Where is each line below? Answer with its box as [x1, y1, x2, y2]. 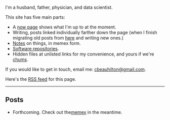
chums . [12, 56, 29, 63]
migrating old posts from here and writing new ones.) [12, 35, 124, 41]
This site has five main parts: [5, 14, 65, 20]
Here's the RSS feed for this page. [5, 76, 76, 82]
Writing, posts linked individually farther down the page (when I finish [12, 29, 158, 35]
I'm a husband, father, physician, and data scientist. [5, 5, 113, 10]
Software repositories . [12, 46, 59, 51]
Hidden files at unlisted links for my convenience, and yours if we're [12, 51, 154, 57]
